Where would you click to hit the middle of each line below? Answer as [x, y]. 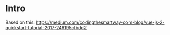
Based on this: [20, 22]
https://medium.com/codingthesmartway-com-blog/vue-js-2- [100, 22]
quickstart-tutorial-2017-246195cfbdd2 [46, 27]
